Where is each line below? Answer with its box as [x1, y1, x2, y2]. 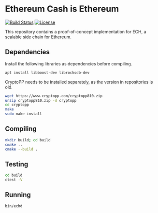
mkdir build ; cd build [5, 137, 51, 142]
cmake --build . [5, 147, 38, 152]
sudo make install [5, 111, 42, 117]
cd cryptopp [5, 103, 29, 107]
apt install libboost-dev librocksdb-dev [5, 70, 90, 75]
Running [5, 191, 31, 199]
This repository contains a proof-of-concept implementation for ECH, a [5, 29, 146, 34]
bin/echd [5, 203, 23, 209]
